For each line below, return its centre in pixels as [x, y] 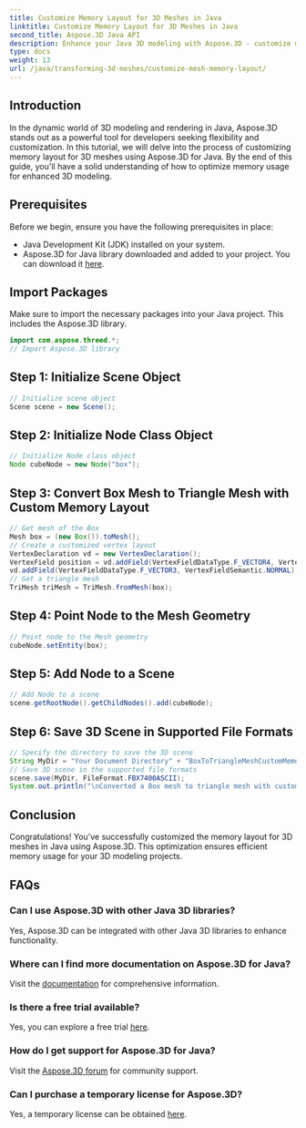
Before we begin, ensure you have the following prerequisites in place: [142, 226]
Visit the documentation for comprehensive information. [114, 984]
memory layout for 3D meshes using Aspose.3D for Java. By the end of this [151, 157]
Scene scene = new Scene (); [63, 406]
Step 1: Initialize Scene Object [95, 378]
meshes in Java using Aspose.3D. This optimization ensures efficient [138, 846]
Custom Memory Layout [80, 507]
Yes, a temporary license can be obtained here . [98, 1114]
